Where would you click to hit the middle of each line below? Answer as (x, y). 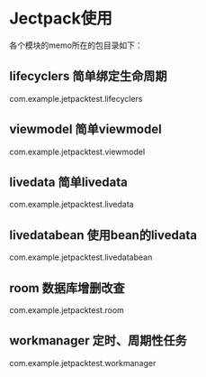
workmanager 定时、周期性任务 (98, 340)
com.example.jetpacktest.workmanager (83, 363)
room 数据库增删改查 (67, 288)
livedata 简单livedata (69, 182)
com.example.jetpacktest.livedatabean (81, 257)
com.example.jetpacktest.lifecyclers (76, 98)
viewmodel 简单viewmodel (85, 129)
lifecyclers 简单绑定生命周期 (88, 76)
